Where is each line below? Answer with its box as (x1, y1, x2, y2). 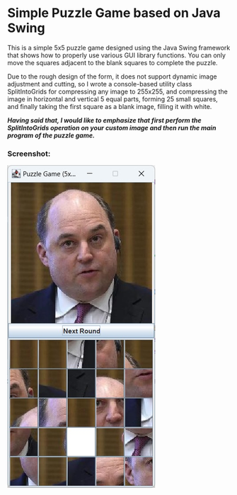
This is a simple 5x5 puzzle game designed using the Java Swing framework (7, 43, 231, 52)
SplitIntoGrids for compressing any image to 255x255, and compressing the (7, 87, 228, 96)
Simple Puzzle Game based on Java (7, 5, 221, 21)
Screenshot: (7, 149, 51, 159)
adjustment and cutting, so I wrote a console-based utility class (7, 79, 192, 88)
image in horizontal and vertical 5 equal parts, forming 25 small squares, (7, 94, 218, 103)
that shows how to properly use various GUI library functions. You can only (7, 51, 226, 59)
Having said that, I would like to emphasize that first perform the (7, 115, 202, 125)
